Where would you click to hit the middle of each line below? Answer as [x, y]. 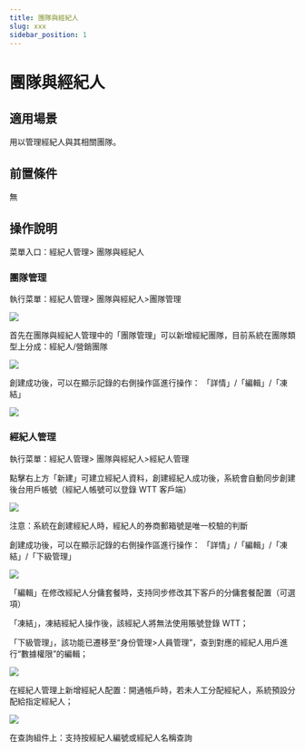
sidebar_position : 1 [49, 34]
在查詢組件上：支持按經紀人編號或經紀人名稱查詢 [101, 737]
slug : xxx [28, 26]
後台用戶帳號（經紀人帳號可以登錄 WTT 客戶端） [100, 489]
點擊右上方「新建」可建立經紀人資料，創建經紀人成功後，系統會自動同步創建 [152, 478]
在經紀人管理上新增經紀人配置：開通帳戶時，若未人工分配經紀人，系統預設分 [152, 689]
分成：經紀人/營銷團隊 [67, 346]
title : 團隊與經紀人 [44, 18]
